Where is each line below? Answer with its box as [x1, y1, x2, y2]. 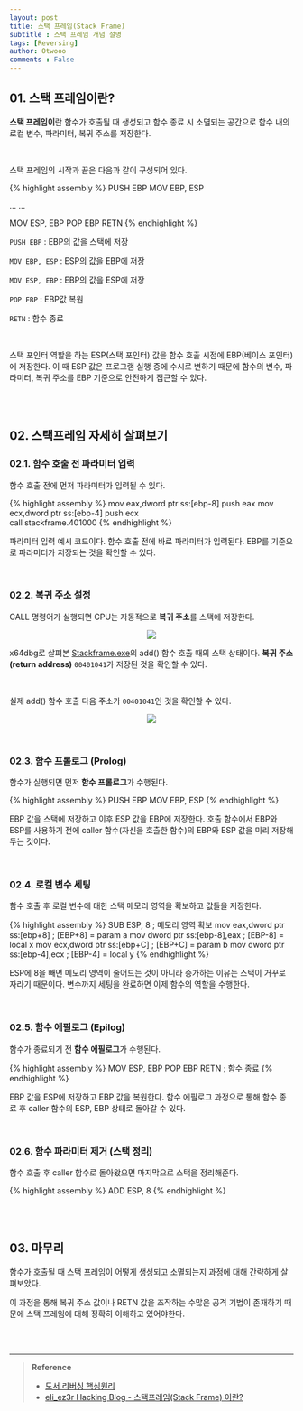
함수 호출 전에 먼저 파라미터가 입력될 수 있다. [9, 479, 166, 490]
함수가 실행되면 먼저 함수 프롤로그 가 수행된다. [9, 777, 169, 788]
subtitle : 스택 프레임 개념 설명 [9, 30, 122, 39]
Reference [31, 1361, 72, 1372]
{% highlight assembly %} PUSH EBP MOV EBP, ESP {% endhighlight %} [9, 795, 280, 806]
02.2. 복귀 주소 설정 [9, 589, 91, 601]
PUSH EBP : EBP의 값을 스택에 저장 [9, 236, 129, 246]
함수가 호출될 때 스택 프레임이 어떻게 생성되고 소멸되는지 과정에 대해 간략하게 [9, 1266, 280, 1277]
